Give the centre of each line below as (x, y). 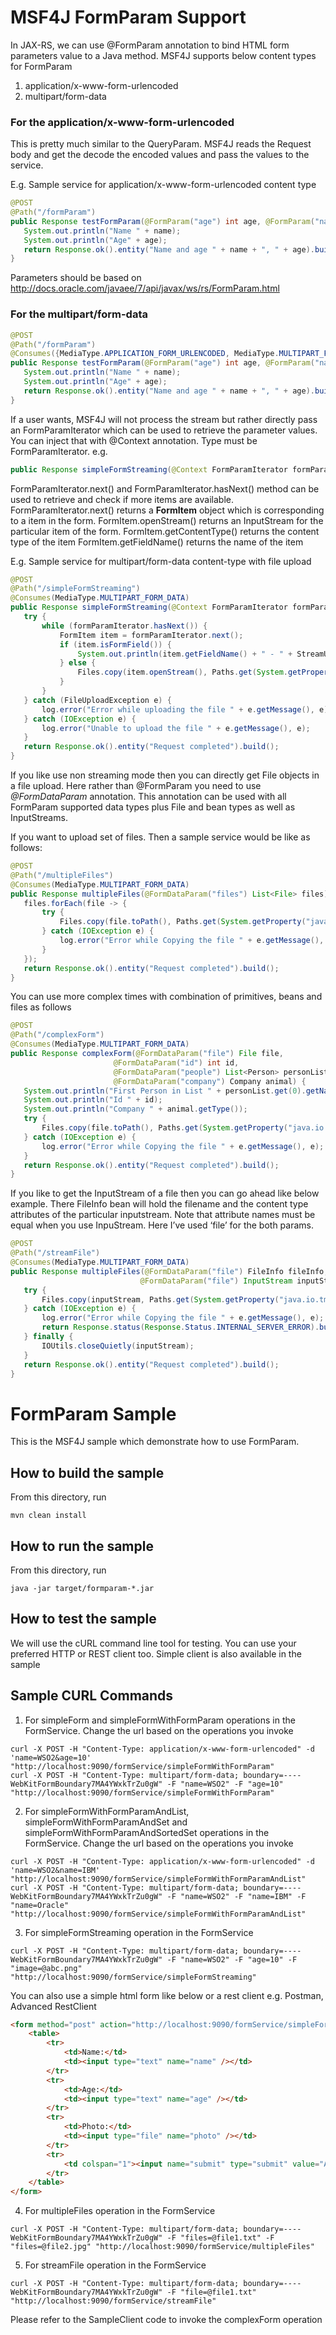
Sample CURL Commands (92, 1696)
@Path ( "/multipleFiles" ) (62, 875)
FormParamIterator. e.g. (59, 451)
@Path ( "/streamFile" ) (55, 1253)
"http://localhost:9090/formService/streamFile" (113, 2301)
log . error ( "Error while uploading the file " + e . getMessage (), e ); (187, 709)
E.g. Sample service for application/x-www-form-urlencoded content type (163, 185)
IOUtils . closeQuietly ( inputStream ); (118, 1346)
